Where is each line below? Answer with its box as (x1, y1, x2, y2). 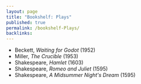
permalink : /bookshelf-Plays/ (6, 25, 80, 31)
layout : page (6, 8, 38, 15)
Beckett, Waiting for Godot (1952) (14, 46, 95, 53)
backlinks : (6, 31, 33, 36)
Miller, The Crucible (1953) (14, 53, 79, 60)
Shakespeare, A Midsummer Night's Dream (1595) (14, 72, 136, 79)
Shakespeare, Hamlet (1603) (14, 59, 84, 66)
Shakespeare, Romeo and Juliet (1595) (14, 65, 108, 72)
